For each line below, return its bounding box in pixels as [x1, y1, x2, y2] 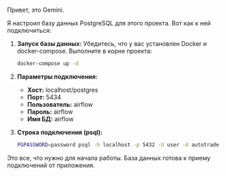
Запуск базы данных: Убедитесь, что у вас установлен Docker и [16, 40, 207, 47]
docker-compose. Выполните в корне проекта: [16, 47, 152, 55]
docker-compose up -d [16, 60, 79, 67]
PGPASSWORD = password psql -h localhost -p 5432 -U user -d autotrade [16, 141, 220, 148]
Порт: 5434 [27, 92, 61, 101]
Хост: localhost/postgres [27, 86, 98, 94]
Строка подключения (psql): [16, 128, 103, 136]
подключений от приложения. [7, 161, 96, 169]
